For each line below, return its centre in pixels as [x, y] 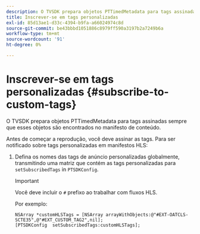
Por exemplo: [31, 204]
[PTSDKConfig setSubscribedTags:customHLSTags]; [78, 225]
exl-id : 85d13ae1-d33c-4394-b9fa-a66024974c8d [65, 23]
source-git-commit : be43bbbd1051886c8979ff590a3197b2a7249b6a [85, 28]
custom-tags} [41, 105]
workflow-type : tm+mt [33, 34]
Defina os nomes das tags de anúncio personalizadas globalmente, [97, 156]
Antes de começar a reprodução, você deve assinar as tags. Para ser [91, 139]
